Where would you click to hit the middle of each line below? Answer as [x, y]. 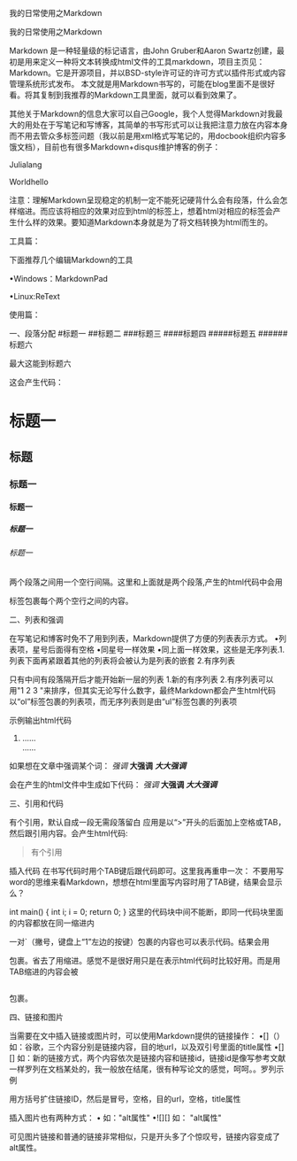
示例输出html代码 [41, 720]
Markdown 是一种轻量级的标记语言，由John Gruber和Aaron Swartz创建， [143, 50]
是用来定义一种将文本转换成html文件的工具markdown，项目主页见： [141, 62]
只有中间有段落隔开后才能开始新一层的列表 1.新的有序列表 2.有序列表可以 [141, 679]
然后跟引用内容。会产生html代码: [69, 833]
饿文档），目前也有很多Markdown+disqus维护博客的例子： [115, 147]
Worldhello [29, 182]
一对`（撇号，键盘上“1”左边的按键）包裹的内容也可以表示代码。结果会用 [139, 941]
